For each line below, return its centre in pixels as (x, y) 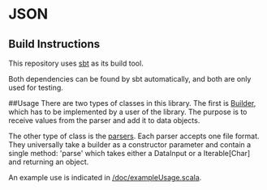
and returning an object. (49, 162)
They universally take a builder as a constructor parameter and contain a (130, 145)
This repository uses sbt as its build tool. (76, 63)
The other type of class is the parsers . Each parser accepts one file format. (134, 136)
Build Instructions (54, 44)
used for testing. (36, 87)
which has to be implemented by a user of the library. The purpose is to (128, 112)
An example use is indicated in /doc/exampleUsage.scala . (105, 177)
